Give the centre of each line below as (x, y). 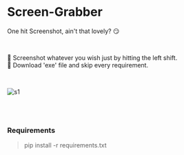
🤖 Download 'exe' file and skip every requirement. (78, 65)
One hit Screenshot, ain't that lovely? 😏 (63, 31)
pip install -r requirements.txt (65, 145)
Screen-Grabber (55, 12)
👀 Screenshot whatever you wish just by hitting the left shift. (92, 58)
